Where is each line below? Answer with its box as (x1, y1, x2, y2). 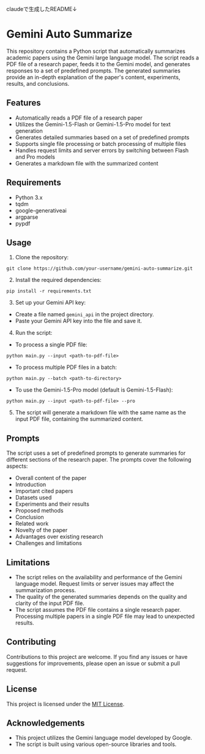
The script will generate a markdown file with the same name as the (15, 409, 187, 416)
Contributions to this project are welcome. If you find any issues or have (6, 653, 188, 660)
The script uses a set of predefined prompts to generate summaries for (6, 449, 186, 457)
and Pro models (15, 153, 55, 161)
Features (6, 97, 41, 109)
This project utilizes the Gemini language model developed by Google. (15, 734, 193, 742)
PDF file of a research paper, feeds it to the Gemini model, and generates (6, 60, 191, 67)
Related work (15, 520, 49, 527)
